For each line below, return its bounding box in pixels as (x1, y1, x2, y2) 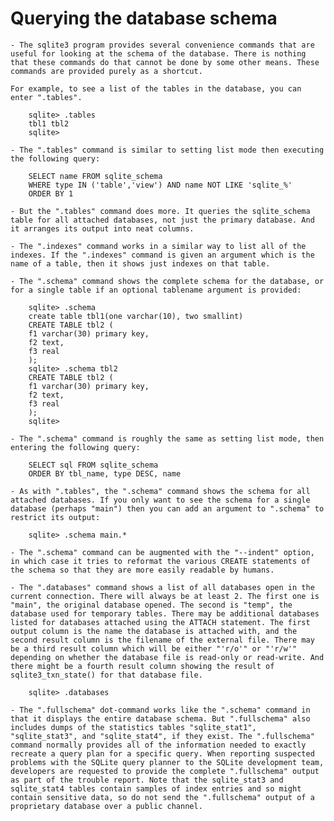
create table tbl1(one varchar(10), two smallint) (28, 311, 244, 321)
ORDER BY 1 (28, 188, 74, 199)
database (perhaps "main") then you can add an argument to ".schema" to (10, 503, 325, 514)
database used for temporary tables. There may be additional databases (10, 608, 320, 619)
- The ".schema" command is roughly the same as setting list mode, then (10, 433, 325, 444)
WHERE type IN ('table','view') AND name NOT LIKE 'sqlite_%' (28, 180, 293, 190)
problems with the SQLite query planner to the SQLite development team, (10, 757, 325, 767)
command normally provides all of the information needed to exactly (10, 740, 307, 750)
